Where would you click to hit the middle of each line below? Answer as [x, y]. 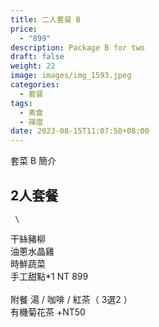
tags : [21, 103]
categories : [35, 85]
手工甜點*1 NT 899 [49, 276]
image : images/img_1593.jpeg [71, 76]
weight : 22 [33, 66]
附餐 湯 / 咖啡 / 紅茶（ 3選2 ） [71, 299]
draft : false [37, 57]
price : [24, 29]
